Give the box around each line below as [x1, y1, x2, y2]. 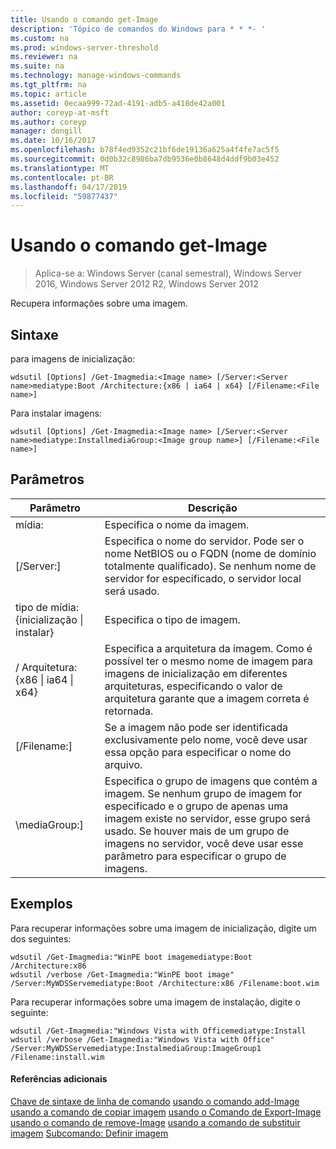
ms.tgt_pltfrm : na [10, 80, 87, 90]
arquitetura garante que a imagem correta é [104, 691, 310, 705]
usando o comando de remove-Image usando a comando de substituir [10, 1116, 301, 1128]
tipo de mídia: [15, 600, 80, 614]
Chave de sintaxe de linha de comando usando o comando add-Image [10, 1095, 300, 1107]
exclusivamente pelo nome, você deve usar [104, 732, 308, 746]
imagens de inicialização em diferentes [104, 666, 288, 680]
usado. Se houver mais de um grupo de [104, 824, 290, 838]
